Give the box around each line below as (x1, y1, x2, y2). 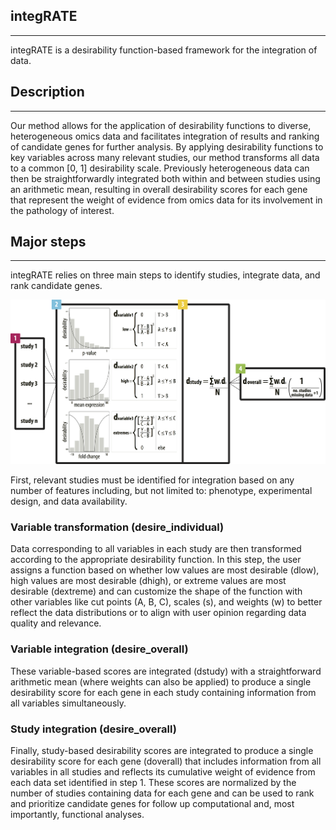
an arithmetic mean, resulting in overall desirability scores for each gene (10, 183, 308, 195)
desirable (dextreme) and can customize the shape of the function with (10, 585, 303, 598)
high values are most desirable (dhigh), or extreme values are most (10, 575, 287, 587)
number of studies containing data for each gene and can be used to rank (10, 787, 315, 799)
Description (10, 84, 85, 101)
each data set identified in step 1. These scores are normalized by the (10, 776, 297, 788)
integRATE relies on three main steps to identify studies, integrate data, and (10, 269, 321, 281)
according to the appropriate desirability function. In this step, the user (10, 554, 302, 566)
